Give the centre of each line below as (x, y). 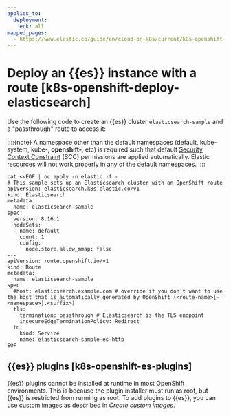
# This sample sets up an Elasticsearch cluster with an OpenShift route (115, 183)
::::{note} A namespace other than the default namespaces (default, (103, 143)
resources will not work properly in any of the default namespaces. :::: (106, 164)
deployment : (31, 20)
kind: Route (24, 267)
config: (30, 243)
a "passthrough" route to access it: (57, 129)
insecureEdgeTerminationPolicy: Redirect (79, 322)
